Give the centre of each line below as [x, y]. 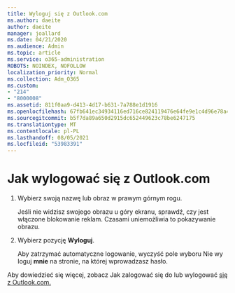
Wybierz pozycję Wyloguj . [56, 240]
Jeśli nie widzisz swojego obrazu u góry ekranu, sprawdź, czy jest [113, 212]
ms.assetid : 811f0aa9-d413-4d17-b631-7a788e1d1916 [83, 105]
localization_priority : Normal [53, 72]
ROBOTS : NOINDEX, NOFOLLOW [47, 66]
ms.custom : [23, 86]
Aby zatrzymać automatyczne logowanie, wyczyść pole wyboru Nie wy [120, 254]
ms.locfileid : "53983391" [45, 144]
